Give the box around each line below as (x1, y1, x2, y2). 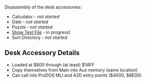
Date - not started (11, 19, 48, 25)
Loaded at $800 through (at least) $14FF (11, 61, 95, 68)
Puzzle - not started (11, 24, 53, 30)
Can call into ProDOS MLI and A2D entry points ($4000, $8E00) (11, 72, 142, 78)
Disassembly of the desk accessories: (4, 4, 82, 10)
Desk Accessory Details (4, 49, 80, 57)
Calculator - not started (11, 14, 60, 19)
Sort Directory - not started (11, 34, 68, 40)
